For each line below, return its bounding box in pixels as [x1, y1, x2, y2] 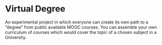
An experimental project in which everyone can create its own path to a [5, 19, 148, 25]
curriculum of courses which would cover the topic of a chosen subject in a [5, 29, 157, 35]
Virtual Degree [5, 3, 66, 14]
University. [5, 34, 27, 40]
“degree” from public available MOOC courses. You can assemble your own [5, 24, 157, 30]
